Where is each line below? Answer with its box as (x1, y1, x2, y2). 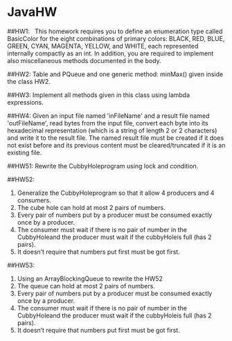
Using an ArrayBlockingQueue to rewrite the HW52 (17, 274, 163, 283)
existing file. (7, 148, 42, 157)
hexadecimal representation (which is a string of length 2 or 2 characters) (7, 126, 217, 134)
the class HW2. (7, 77, 51, 85)
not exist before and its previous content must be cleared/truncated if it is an (7, 141, 226, 149)
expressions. (7, 98, 44, 106)
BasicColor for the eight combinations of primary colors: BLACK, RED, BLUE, (7, 34, 225, 42)
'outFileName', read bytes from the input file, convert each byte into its (7, 119, 209, 127)
